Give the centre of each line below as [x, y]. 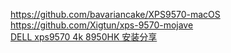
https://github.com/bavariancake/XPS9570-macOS [115, 14]
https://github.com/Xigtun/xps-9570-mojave [102, 25]
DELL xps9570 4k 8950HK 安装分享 [84, 37]
